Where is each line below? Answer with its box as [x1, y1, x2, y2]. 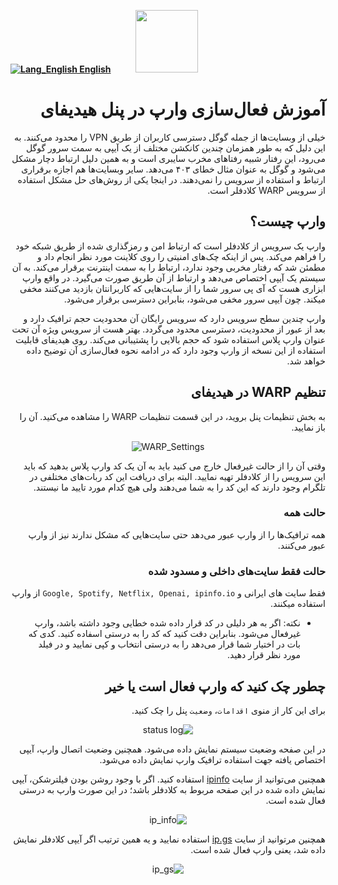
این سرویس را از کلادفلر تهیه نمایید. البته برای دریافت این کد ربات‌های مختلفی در [29, 470, 326, 482]
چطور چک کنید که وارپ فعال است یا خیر [104, 678, 326, 695]
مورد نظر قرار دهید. [227, 649, 301, 661]
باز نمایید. [291, 421, 326, 433]
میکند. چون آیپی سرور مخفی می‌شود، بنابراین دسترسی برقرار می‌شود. [63, 293, 326, 305]
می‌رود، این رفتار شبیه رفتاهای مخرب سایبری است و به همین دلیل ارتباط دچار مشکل [11, 152, 326, 164]
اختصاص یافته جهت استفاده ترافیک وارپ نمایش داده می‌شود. [99, 753, 326, 765]
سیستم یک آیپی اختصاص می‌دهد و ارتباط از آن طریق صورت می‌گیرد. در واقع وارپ [22, 271, 326, 284]
